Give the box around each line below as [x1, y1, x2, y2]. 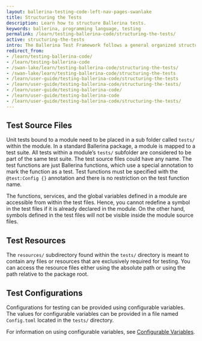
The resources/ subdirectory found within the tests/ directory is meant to [6, 252, 189, 259]
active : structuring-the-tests [6, 37, 85, 43]
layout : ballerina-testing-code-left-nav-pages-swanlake [6, 8, 152, 15]
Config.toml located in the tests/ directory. [6, 316, 114, 324]
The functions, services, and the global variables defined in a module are [6, 193, 188, 200]
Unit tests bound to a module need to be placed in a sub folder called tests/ [6, 136, 195, 143]
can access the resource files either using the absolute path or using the [6, 264, 186, 271]
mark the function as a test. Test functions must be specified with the [6, 168, 179, 175]
